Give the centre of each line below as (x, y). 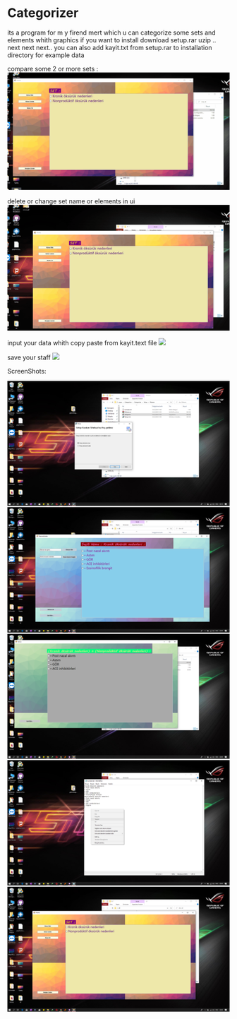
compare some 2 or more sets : (53, 68)
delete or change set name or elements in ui (71, 201)
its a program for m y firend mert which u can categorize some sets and (112, 32)
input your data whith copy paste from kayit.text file (82, 342)
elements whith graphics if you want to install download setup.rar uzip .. (112, 40)
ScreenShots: (27, 371)
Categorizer (43, 13)
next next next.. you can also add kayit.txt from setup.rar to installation (110, 47)
